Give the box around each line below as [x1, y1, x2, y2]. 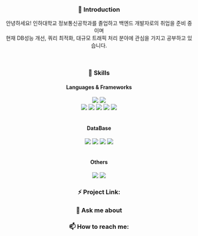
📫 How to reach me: [69, 222, 129, 231]
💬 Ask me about [76, 206, 122, 214]
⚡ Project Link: [78, 188, 120, 196]
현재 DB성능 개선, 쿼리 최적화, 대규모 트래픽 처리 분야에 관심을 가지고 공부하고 [5, 35, 186, 42]
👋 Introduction [78, 5, 120, 14]
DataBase [86, 125, 112, 132]
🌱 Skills [88, 69, 110, 77]
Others [90, 159, 108, 166]
